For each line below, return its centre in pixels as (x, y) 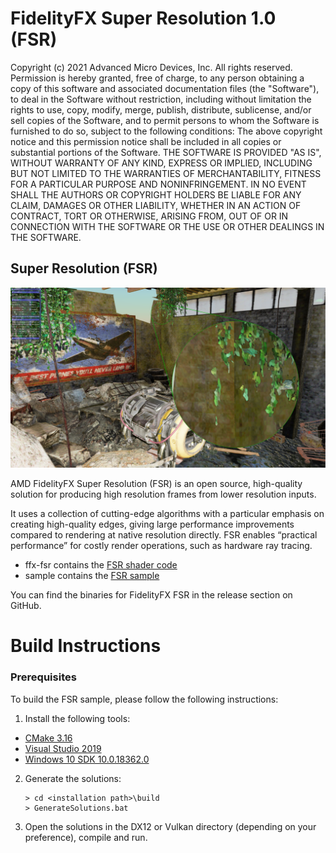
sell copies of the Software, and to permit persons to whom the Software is (165, 120)
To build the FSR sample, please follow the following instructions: (144, 699)
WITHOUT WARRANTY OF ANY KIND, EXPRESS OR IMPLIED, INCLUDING (161, 163)
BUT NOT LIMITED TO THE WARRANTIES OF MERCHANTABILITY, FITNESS (166, 173)
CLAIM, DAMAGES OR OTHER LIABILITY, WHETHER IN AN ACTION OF (156, 205)
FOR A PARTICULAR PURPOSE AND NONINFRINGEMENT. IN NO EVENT (158, 184)
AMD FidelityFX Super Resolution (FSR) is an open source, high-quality (156, 484)
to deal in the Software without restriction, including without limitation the (161, 99)
